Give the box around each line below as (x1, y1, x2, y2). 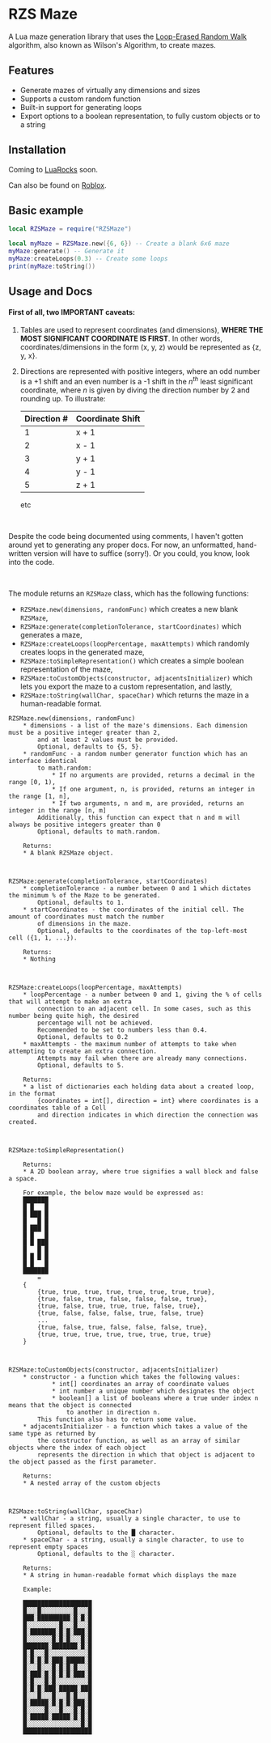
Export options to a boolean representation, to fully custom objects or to (19, 111, 260, 121)
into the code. (8, 558, 55, 566)
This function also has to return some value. (37, 1415, 197, 1423)
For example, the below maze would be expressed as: (23, 1189, 205, 1197)
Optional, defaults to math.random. (37, 828, 161, 836)
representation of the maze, (19, 664, 113, 674)
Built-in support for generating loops (19, 102, 142, 112)
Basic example (8, 203, 83, 217)
